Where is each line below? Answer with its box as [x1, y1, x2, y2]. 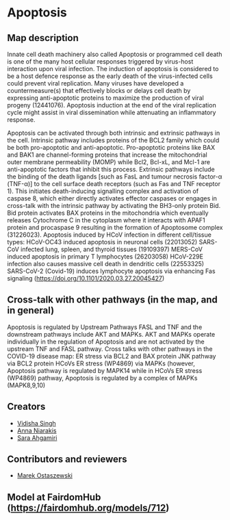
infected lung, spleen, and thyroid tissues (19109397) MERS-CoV [20, 245, 203, 253]
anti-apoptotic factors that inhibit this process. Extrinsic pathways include [7, 166, 215, 173]
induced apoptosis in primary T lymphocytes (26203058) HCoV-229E [7, 252, 204, 261]
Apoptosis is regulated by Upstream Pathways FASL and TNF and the [7, 323, 203, 331]
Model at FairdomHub [7, 491, 101, 503]
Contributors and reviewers [7, 454, 128, 465]
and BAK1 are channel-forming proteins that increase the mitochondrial [7, 151, 207, 159]
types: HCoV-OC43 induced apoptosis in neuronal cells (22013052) [7, 238, 198, 246]
